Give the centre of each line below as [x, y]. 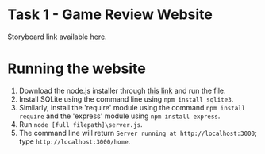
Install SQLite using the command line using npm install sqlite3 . [126, 99]
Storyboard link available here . [58, 37]
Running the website [77, 69]
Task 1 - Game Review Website [110, 15]
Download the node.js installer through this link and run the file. [123, 90]
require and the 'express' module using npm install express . [119, 116]
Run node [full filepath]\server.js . [81, 124]
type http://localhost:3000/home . [75, 141]
